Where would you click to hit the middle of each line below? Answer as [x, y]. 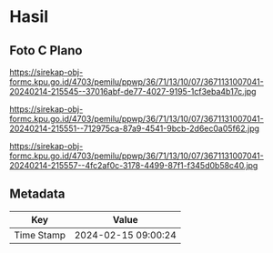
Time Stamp [40, 235]
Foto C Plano [46, 51]
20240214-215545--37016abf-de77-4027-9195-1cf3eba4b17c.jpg [133, 91]
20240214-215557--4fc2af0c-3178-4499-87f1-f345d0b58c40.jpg [134, 165]
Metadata [37, 194]
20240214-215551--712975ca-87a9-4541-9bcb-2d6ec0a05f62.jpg [135, 128]
